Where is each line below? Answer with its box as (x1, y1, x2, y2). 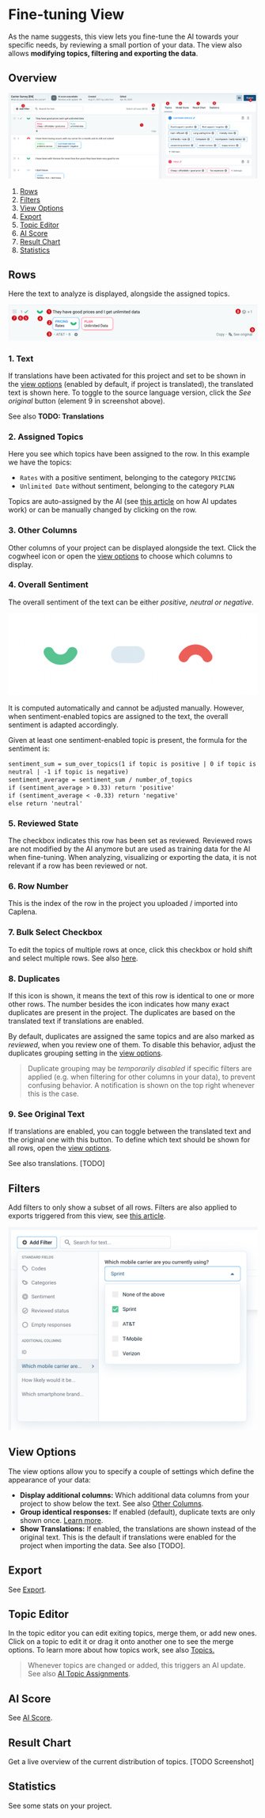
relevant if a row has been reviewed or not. (8, 861, 148, 870)
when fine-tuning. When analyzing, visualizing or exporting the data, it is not (8, 853, 257, 862)
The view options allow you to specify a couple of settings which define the (8, 1466, 255, 1476)
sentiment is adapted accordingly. (8, 720, 119, 729)
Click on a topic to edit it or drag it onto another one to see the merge (8, 1637, 234, 1646)
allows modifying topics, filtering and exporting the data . (8, 48, 199, 58)
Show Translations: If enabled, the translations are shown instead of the (19, 1524, 257, 1533)
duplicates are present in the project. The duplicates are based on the (8, 1007, 236, 1017)
